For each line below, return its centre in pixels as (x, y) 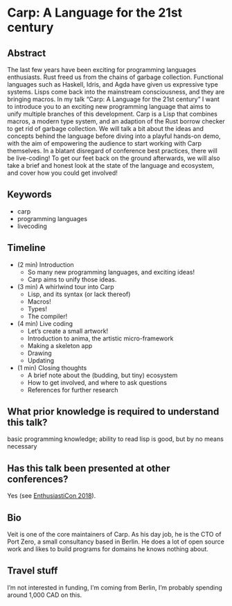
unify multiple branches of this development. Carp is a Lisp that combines (113, 114)
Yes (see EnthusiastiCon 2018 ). (52, 496)
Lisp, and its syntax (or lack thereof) (79, 294)
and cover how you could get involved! (62, 173)
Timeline (27, 248)
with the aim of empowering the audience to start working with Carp (105, 143)
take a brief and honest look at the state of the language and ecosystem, (111, 165)
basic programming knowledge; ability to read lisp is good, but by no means (115, 439)
